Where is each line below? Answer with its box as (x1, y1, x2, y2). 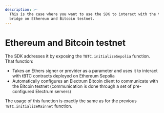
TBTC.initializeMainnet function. (5, 103, 72, 109)
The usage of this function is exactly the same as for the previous (5, 98, 137, 104)
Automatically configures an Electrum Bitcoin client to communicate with (12, 78, 158, 84)
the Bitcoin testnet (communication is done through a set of (12, 83, 132, 89)
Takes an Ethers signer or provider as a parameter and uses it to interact (12, 68, 158, 74)
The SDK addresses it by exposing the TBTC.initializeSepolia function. (5, 53, 150, 59)
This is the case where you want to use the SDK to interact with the (9, 12, 156, 17)
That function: (5, 58, 34, 64)
